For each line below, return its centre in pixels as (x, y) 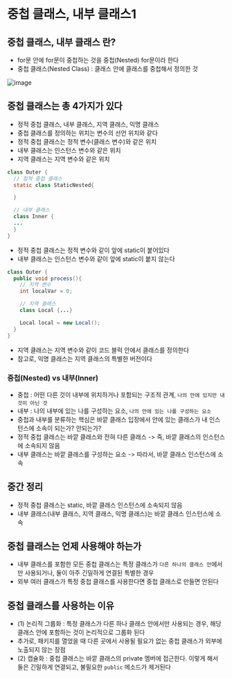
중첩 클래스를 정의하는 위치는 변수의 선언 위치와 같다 (87, 133)
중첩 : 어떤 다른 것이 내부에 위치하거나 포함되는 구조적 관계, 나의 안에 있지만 (117, 395)
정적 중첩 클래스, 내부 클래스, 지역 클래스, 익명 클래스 (88, 124)
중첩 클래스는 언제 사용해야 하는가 (74, 546)
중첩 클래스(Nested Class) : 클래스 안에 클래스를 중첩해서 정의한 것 (108, 69)
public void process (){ (47, 279)
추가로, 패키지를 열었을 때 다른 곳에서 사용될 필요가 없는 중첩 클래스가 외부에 (120, 641)
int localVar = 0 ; (46, 291)
